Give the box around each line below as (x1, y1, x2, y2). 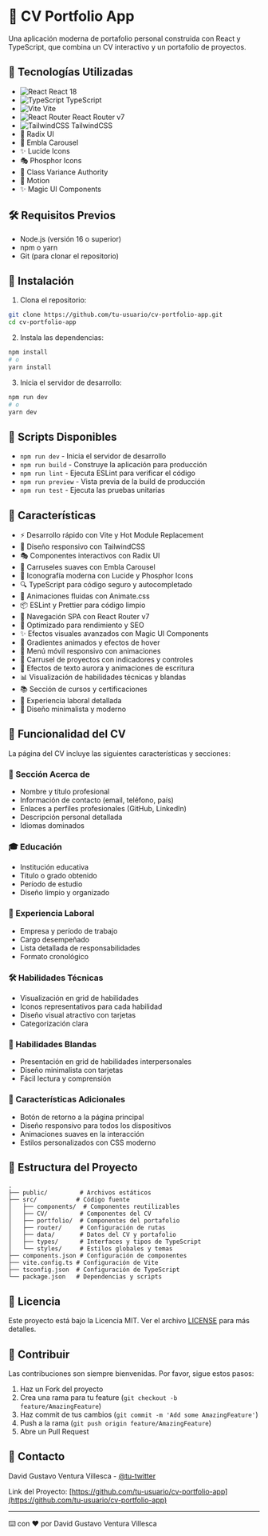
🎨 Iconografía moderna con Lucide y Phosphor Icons (19, 571, 194, 580)
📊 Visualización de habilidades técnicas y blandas (19, 672, 187, 682)
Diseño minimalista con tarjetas (19, 1066, 124, 1075)
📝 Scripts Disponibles (8, 430, 117, 443)
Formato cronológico (19, 951, 89, 961)
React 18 (49, 86, 77, 96)
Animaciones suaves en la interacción (19, 1129, 145, 1138)
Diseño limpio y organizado (19, 888, 110, 898)
